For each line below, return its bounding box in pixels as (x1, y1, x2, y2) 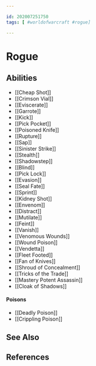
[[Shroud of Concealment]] (14, 264, 81, 271)
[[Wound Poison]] (14, 239, 58, 246)
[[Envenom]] (14, 201, 45, 208)
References (6, 352, 49, 362)
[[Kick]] (14, 114, 34, 121)
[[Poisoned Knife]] (14, 126, 59, 133)
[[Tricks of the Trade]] (14, 270, 69, 277)
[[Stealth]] (14, 151, 40, 158)
